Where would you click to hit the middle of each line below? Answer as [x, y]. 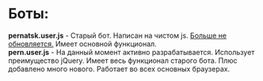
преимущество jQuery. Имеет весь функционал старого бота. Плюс [123, 61]
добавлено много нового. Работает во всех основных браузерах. [119, 68]
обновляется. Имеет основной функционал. [82, 43]
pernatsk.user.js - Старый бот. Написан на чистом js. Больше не [118, 35]
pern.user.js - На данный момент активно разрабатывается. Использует [131, 52]
